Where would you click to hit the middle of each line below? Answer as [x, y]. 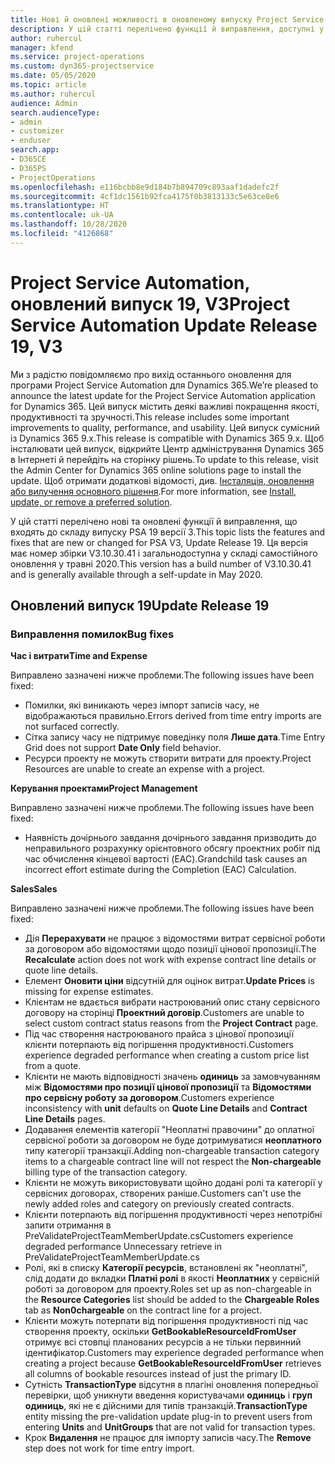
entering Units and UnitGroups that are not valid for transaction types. [170, 1427]
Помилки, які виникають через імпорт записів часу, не [142, 705]
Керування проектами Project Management [104, 788]
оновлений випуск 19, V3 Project [150, 303]
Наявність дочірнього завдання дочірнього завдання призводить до [170, 838]
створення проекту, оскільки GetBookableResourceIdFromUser [160, 1332]
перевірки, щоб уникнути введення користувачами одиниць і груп [168, 1395]
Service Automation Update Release [164, 325]
